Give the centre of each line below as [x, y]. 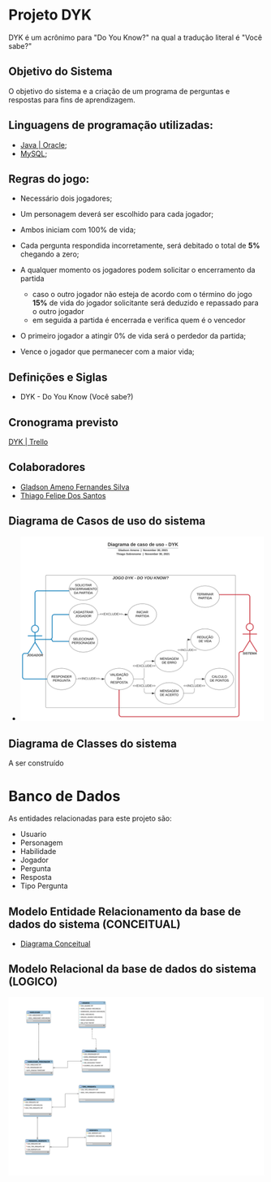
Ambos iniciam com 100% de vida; [78, 230]
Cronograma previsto [64, 423]
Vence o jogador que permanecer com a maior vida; [107, 352]
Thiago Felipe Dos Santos [63, 495]
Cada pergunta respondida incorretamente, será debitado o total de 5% [140, 246]
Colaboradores [47, 467]
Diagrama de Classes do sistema [92, 743]
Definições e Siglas [58, 377]
